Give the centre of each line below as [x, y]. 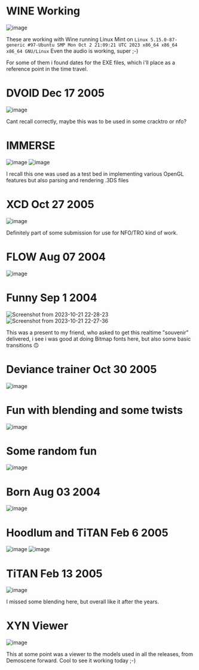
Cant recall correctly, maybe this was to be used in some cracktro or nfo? [97, 121]
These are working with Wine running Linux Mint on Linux [77, 39]
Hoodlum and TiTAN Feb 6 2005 [87, 533]
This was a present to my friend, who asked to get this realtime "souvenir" [98, 332]
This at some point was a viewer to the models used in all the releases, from [99, 654]
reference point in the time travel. [47, 69]
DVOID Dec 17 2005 [55, 93]
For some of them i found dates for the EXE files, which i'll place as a [91, 62]
